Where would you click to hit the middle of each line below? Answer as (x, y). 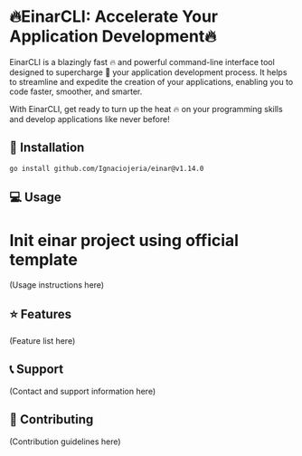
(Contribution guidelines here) (65, 442)
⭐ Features (41, 314)
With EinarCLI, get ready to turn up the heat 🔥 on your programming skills (146, 109)
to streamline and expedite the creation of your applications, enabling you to (151, 81)
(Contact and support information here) (83, 391)
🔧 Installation (47, 148)
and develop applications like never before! (90, 119)
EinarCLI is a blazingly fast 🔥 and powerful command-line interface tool (142, 62)
